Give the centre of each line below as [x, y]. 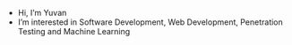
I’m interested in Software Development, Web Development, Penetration [150, 22]
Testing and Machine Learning [74, 31]
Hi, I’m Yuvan [42, 13]
